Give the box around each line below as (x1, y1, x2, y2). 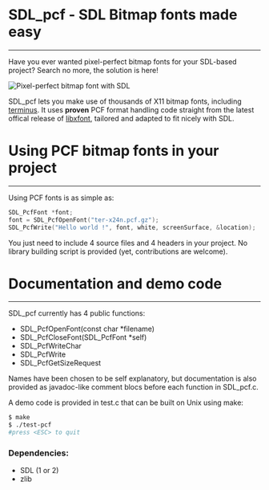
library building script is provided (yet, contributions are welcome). (8, 247, 228, 256)
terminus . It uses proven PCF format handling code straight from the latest (8, 104, 255, 114)
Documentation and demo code (8, 275, 223, 292)
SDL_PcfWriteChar (19, 341, 82, 351)
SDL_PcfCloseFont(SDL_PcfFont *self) (19, 333, 147, 342)
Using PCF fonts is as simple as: (8, 193, 114, 202)
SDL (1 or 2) (19, 466, 59, 476)
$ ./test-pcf (8, 421, 52, 429)
